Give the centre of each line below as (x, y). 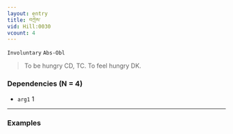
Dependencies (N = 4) (45, 84)
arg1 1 (26, 99)
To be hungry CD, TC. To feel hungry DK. (83, 66)
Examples (24, 123)
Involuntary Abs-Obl (36, 53)
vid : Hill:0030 (29, 26)
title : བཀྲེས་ (24, 20)
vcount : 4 (21, 33)
